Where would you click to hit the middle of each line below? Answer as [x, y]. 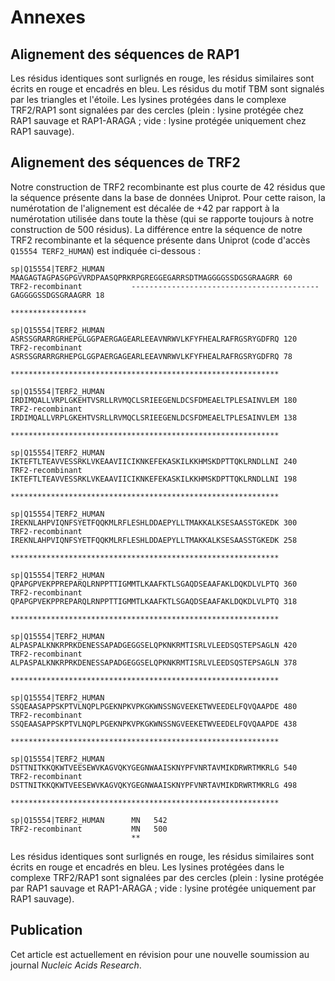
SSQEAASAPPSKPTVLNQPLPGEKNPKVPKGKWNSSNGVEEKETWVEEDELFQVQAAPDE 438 [154, 724]
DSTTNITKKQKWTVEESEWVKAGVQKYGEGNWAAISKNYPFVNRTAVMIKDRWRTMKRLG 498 [154, 785]
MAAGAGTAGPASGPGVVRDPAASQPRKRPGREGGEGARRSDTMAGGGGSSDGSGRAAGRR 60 [151, 277]
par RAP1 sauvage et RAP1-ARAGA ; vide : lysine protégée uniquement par [163, 888]
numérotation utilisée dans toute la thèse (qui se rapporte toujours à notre [162, 218]
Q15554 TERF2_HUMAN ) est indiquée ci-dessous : [106, 250]
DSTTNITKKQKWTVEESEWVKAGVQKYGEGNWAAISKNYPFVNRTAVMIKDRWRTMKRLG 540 [154, 767]
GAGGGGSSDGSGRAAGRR [51, 295]
